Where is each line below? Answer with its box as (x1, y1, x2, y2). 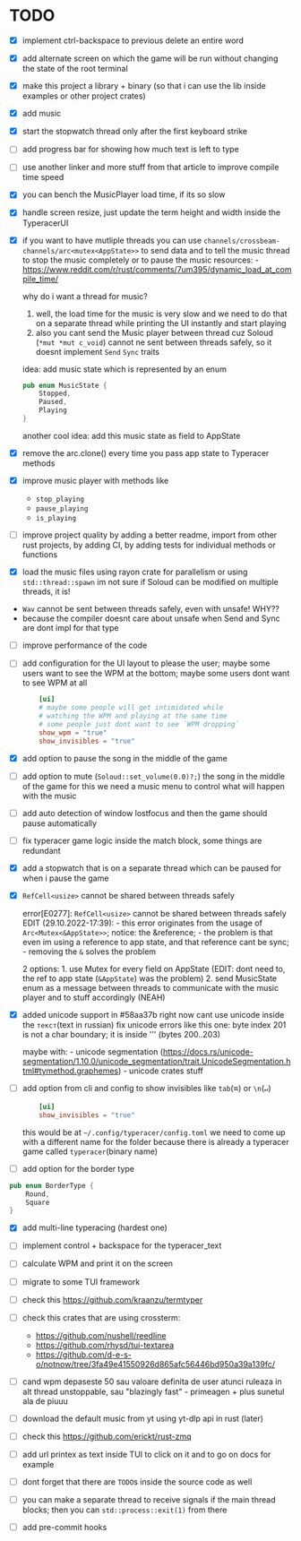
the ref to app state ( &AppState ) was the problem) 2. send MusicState (21, 973, 278, 984)
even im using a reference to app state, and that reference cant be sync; (21, 936, 289, 947)
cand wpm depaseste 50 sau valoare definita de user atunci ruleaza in (21, 1376, 282, 1387)
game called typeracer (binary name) (21, 1146, 159, 1157)
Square (25, 1198, 50, 1207)
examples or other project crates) (21, 90, 146, 101)
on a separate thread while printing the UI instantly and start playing (35, 317, 287, 328)
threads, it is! (21, 586, 71, 597)
